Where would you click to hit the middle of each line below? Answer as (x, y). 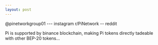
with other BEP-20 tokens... (32, 38)
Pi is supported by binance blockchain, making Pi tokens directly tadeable (79, 33)
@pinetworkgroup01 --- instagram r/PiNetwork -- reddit (61, 23)
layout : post (18, 10)
